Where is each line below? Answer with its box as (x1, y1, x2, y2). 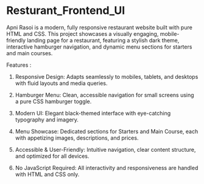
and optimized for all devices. (15, 152, 90, 160)
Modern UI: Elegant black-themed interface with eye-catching (15, 109, 171, 117)
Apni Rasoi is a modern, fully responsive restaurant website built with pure (6, 24, 193, 31)
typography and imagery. (15, 116, 79, 123)
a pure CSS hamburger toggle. (15, 98, 92, 105)
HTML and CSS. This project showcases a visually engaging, (6, 30, 159, 37)
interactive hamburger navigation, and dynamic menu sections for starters (6, 43, 192, 50)
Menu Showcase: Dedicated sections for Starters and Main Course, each (15, 128, 199, 135)
